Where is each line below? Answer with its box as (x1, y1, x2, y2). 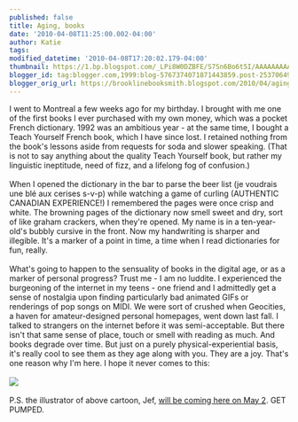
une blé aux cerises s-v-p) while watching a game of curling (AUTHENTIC (9, 188, 279, 199)
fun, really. (9, 245, 49, 255)
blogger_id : (9, 71, 53, 80)
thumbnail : (9, 63, 50, 72)
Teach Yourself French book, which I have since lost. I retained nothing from (9, 131, 288, 142)
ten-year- (240, 216, 277, 227)
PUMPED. (9, 404, 44, 415)
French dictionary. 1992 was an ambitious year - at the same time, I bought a (9, 121, 289, 133)
